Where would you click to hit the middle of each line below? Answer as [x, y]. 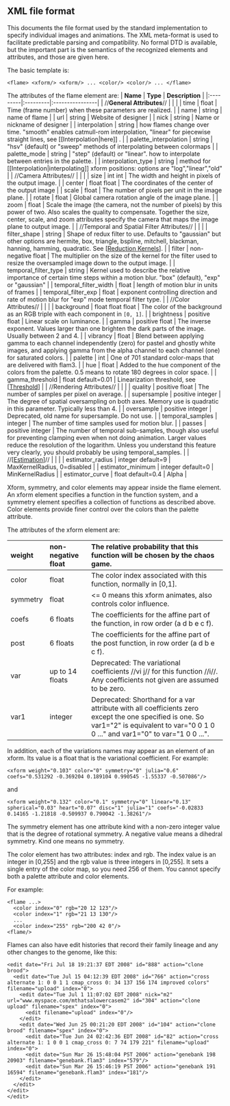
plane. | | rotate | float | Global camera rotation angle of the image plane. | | [113, 197]
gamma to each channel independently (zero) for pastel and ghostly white [111, 343]
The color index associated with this [149, 575]
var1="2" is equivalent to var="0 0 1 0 [153, 725]
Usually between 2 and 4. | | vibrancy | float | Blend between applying [105, 336]
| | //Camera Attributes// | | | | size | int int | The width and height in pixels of [114, 175]
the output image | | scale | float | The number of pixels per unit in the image [115, 190]
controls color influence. [130, 604]
